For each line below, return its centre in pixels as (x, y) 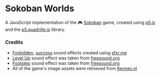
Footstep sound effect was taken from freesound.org (66, 63)
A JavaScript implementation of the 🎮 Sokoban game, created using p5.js (80, 22)
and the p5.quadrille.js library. (35, 29)
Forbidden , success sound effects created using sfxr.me (69, 53)
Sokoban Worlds (40, 9)
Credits (14, 42)
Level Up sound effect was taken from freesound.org (66, 58)
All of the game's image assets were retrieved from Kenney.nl (75, 69)
